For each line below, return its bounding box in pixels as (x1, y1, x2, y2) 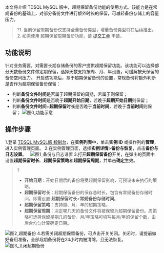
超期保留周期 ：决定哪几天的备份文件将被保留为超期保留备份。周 (24, 208, 153, 213)
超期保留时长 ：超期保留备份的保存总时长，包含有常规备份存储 (24, 190, 149, 195)
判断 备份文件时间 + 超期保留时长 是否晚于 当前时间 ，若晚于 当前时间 (12, 103, 144, 109)
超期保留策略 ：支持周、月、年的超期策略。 (24, 202, 110, 208)
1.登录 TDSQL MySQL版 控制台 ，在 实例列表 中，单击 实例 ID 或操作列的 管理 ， (5, 139, 159, 145)
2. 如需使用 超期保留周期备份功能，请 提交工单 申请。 (17, 33, 124, 39)
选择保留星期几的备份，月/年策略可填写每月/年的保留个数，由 (33, 214, 156, 220)
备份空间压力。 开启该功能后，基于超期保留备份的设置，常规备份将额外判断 (5, 75, 156, 81)
